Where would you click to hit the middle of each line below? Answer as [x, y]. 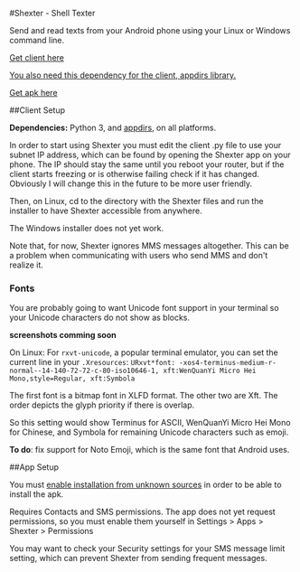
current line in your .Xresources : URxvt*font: [93, 362]
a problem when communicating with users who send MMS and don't [139, 255]
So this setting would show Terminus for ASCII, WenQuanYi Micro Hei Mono [150, 423]
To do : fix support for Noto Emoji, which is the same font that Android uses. [150, 450]
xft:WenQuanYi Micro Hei [210, 371]
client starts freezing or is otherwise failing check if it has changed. [135, 174]
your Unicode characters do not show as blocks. [100, 318]
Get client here [37, 57]
